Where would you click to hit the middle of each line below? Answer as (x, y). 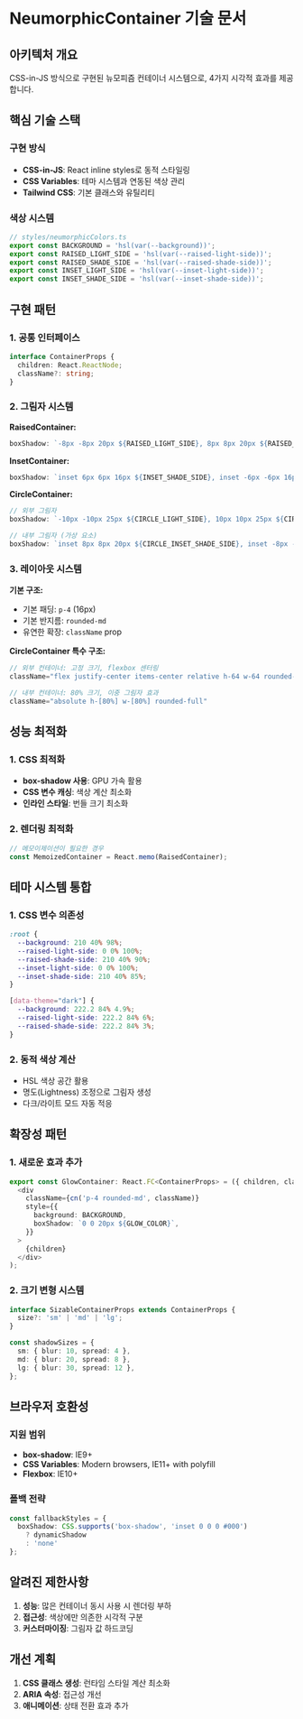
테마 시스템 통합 (50, 887)
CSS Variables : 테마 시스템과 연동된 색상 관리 (104, 180)
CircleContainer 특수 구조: (58, 652)
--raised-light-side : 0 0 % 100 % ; (80, 951)
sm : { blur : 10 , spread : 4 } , (74, 1351)
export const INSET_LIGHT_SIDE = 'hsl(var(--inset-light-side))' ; (137, 271)
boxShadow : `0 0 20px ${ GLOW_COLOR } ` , (106, 1224)
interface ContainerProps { (62, 356)
